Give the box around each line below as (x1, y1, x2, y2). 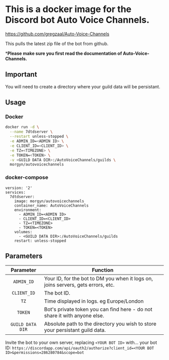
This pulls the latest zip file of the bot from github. (5, 40, 109, 46)
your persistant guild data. (44, 327, 106, 334)
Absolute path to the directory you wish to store (44, 320, 157, 327)
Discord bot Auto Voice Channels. (5, 14, 150, 26)
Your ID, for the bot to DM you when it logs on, (44, 275, 153, 282)
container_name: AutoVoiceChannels (14, 203, 89, 208)
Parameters (5, 252, 43, 260)
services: (5, 190, 26, 195)
